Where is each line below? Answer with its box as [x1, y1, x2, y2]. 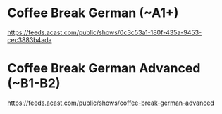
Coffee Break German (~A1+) [7, 5, 179, 21]
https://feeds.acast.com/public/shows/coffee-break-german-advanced [7, 99, 215, 107]
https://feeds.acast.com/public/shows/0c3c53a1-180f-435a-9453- [7, 28, 202, 37]
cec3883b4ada [7, 35, 52, 44]
